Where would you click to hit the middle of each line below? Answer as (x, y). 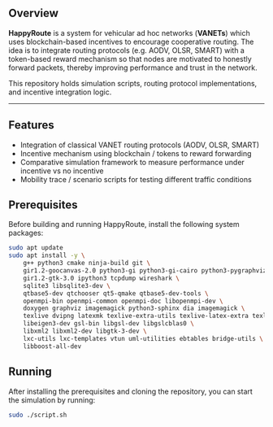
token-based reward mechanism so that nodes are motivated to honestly (130, 59)
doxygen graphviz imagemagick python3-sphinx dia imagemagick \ (134, 308)
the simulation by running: (52, 400)
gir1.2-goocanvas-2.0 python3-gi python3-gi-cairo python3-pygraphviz (145, 271)
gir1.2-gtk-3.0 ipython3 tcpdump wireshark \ (102, 278)
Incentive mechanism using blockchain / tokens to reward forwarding (136, 153)
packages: (26, 233)
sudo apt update (36, 248)
